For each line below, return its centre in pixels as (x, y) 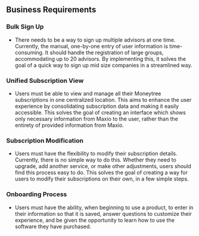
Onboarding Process (37, 194)
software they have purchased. (53, 226)
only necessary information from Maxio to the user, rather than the (97, 119)
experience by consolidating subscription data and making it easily (97, 106)
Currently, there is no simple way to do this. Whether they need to (96, 160)
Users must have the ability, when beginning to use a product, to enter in (104, 207)
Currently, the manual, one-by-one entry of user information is (91, 46)
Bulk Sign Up (25, 27)
